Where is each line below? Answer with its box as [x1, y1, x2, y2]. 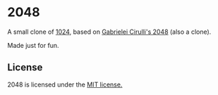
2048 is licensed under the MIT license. [7, 80, 123, 89]
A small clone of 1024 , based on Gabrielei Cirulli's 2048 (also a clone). [7, 27, 212, 36]
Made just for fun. [7, 41, 59, 49]
